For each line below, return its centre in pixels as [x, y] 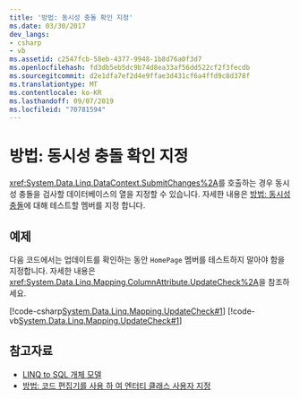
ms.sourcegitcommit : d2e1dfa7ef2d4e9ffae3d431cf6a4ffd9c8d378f [130, 76]
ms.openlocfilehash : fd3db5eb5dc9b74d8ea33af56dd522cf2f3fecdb [130, 68]
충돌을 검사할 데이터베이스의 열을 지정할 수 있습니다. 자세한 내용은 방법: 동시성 [154, 195]
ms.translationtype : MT [54, 84]
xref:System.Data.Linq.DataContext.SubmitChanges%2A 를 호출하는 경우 [141, 183]
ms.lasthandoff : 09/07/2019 [62, 101]
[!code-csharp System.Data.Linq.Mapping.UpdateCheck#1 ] [118, 311]
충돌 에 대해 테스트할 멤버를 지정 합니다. [77, 205]
